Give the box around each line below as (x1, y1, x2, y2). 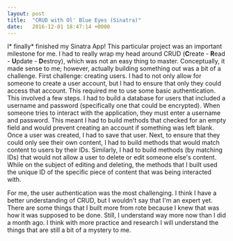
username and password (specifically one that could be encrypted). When (7, 102, 220, 110)
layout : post (7, 10, 45, 17)
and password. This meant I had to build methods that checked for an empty (7, 116, 227, 125)
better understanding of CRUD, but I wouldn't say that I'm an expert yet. (7, 196, 214, 205)
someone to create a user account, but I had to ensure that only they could (7, 79, 221, 88)
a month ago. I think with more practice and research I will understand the (7, 219, 219, 227)
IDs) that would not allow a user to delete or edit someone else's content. (7, 153, 217, 162)
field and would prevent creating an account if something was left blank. (7, 123, 214, 132)
